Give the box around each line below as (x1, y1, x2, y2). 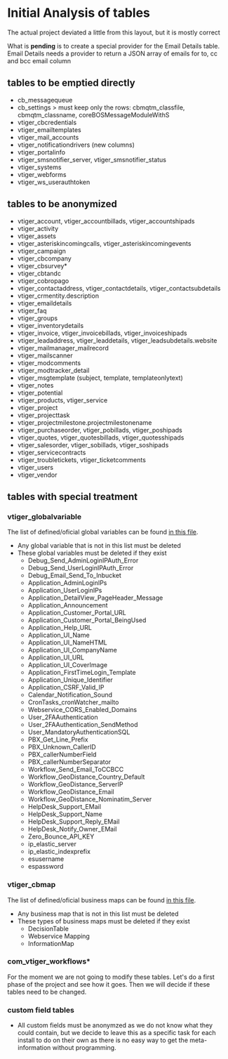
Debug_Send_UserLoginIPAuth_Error (27, 564, 134, 572)
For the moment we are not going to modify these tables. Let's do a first (7, 973, 215, 981)
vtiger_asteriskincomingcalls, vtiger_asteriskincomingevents (17, 239, 192, 247)
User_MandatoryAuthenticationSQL (27, 728, 130, 737)
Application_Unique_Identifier (27, 676, 114, 684)
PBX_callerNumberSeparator (27, 758, 112, 766)
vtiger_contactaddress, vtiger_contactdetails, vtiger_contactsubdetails (17, 284, 221, 292)
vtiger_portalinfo (17, 147, 65, 156)
